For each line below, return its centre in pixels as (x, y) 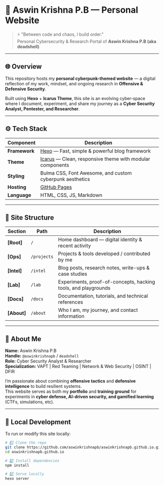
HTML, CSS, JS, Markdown (71, 195)
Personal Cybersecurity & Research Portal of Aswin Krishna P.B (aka (87, 41)
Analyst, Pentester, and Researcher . (42, 109)
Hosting (17, 187)
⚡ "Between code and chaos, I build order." (60, 34)
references (71, 302)
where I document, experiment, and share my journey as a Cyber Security (80, 103)
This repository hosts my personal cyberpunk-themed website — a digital (80, 78)
